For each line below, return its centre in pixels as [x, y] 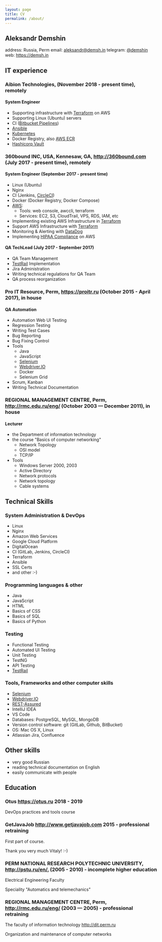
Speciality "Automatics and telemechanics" [48, 889]
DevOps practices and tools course [40, 812]
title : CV [15, 14]
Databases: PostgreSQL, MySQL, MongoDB [55, 719]
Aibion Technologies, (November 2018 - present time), [70, 84]
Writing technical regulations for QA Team [54, 274]
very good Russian [31, 762]
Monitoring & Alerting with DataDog [47, 231]
